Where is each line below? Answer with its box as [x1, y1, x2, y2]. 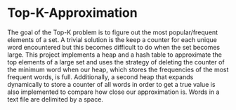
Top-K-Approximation [7, 5, 138, 21]
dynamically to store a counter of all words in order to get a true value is [7, 80, 216, 88]
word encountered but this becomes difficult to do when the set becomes [7, 43, 220, 51]
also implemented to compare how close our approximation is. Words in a [7, 88, 220, 96]
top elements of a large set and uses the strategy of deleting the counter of [7, 57, 225, 66]
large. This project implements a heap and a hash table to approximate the [7, 50, 223, 59]
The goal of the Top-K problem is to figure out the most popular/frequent [7, 28, 218, 36]
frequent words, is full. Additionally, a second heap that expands [7, 72, 194, 81]
